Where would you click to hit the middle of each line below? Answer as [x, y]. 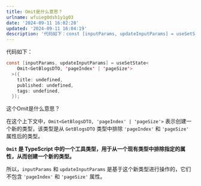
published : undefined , [45, 85]
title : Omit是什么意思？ [34, 12]
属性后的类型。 [25, 136]
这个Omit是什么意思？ [33, 109]
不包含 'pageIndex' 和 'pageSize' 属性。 [56, 176]
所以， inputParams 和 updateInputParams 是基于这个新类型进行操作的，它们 [99, 169]
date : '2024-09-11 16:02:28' [43, 23]
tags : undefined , [39, 91]
